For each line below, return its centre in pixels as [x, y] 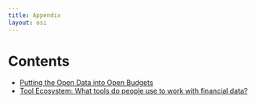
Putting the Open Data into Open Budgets [87, 83]
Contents [39, 61]
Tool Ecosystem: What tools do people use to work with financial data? [133, 91]
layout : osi [27, 23]
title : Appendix [34, 15]
